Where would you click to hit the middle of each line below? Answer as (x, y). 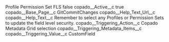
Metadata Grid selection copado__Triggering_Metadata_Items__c (74, 28)
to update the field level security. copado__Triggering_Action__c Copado (82, 23)
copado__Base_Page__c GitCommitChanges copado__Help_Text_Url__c (80, 12)
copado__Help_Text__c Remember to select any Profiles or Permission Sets (85, 18)
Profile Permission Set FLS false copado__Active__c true (65, 7)
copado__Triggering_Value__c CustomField (50, 34)
